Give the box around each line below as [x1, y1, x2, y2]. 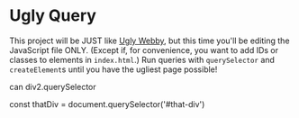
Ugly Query [9, 5, 97, 26]
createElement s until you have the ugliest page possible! [9, 64, 218, 75]
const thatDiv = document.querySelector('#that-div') [9, 98, 205, 109]
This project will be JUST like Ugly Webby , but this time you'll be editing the [9, 35, 290, 46]
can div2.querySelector [9, 81, 96, 92]
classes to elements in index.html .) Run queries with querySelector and [9, 54, 275, 65]
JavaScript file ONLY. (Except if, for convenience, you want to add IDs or [9, 44, 279, 55]
